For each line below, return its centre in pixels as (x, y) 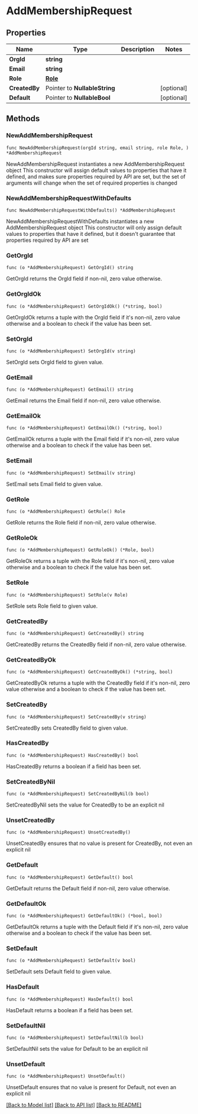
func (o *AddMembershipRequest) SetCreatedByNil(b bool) (78, 794)
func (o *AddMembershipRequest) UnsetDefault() (66, 1076)
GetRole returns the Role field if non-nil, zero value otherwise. (81, 523)
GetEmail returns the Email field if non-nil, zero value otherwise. (84, 401)
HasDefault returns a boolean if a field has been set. (69, 1010)
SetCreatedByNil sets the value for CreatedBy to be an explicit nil (85, 805)
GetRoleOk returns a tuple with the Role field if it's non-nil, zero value (90, 561)
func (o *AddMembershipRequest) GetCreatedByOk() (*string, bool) (90, 672)
